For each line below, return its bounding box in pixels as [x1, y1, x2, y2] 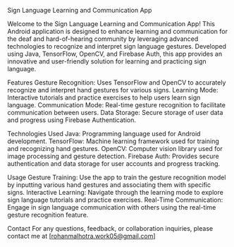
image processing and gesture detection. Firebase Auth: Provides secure [7, 152, 220, 160]
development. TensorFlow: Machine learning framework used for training [7, 137, 220, 145]
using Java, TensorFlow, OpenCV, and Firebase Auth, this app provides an [7, 49, 223, 58]
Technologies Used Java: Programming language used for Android [7, 130, 201, 138]
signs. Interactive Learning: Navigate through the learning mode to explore [7, 188, 223, 196]
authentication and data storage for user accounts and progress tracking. [7, 159, 221, 168]
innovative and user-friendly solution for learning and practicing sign [7, 57, 207, 66]
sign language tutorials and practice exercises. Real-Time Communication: [7, 195, 223, 204]
